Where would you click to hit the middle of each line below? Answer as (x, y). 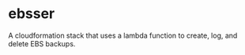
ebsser (32, 14)
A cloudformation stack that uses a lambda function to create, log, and (123, 35)
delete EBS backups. (42, 43)
